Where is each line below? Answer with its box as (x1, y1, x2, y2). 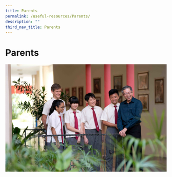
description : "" (5, 19, 40, 24)
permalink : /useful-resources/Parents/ (5, 13, 91, 19)
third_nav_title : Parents (5, 25, 60, 30)
